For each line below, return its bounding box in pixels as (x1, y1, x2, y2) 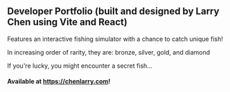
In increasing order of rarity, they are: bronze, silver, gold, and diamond (7, 48, 211, 56)
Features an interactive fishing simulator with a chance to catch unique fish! (7, 35, 223, 43)
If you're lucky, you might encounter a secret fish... (7, 62, 152, 70)
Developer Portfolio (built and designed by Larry (7, 6, 220, 17)
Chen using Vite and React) (7, 17, 128, 28)
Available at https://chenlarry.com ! (7, 77, 111, 86)
